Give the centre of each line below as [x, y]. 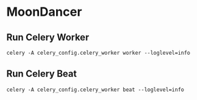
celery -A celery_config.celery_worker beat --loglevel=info [95, 90]
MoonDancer [44, 12]
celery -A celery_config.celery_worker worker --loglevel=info [98, 53]
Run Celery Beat [42, 74]
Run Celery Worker [48, 37]
